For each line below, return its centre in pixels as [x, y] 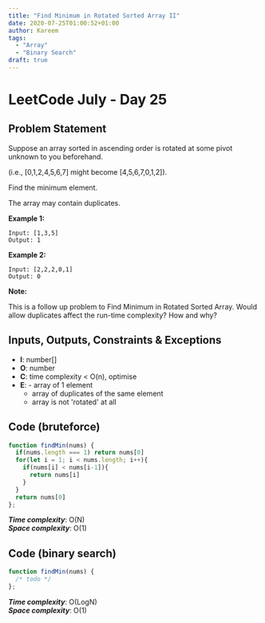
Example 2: [27, 254]
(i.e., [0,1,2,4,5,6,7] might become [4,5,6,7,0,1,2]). [88, 172]
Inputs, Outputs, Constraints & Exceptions [115, 340]
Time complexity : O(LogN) [53, 601]
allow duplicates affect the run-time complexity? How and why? [113, 315]
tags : [17, 38]
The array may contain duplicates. [65, 203]
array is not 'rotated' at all [74, 402]
